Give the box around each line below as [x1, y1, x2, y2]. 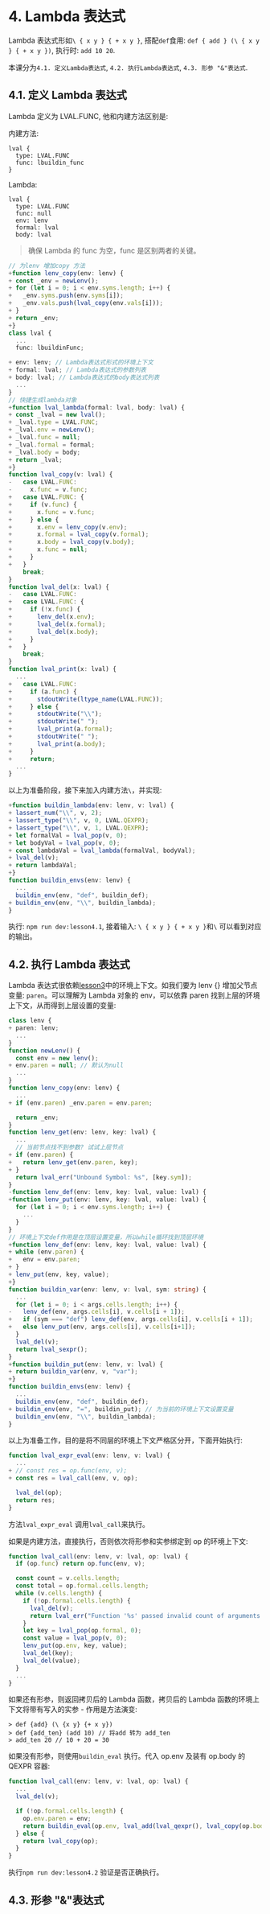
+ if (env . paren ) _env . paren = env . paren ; [8, 1099, 153, 1107]
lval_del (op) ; [15, 1488, 63, 1496]
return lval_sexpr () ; [15, 1345, 88, 1353]
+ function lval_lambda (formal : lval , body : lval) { [8, 403, 185, 411]
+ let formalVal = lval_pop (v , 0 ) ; [8, 831, 128, 839]
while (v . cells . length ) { [15, 1590, 103, 1598]
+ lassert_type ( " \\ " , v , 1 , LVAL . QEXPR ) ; [8, 824, 149, 832]
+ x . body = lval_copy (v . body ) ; [8, 538, 135, 546]
